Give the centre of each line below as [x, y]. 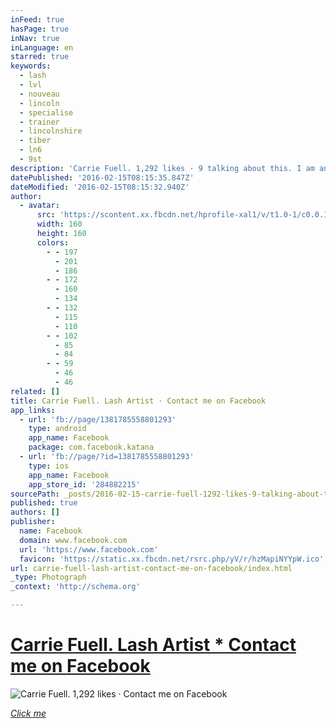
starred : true [40, 57]
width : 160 [59, 224]
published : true [44, 503]
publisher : [33, 522]
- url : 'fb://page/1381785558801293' [98, 419]
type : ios [49, 466]
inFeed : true [37, 19]
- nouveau [39, 94]
